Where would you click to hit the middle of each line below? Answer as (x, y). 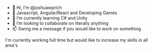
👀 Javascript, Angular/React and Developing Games (64, 13)
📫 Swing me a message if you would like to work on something (76, 29)
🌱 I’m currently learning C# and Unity (50, 18)
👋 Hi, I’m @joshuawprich (37, 8)
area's (12, 45)
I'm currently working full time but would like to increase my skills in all (76, 40)
